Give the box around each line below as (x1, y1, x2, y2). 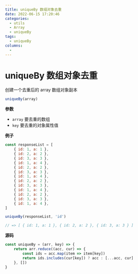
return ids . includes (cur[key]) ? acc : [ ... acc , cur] (22, 256, 134, 260)
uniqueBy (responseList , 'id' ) (5, 214, 67, 219)
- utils (9, 20, 25, 26)
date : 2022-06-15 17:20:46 (5, 12, 60, 16)
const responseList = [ (5, 143, 53, 147)
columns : (5, 43, 23, 48)
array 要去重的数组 (12, 116, 50, 122)
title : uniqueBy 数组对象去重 (5, 7, 62, 12)
